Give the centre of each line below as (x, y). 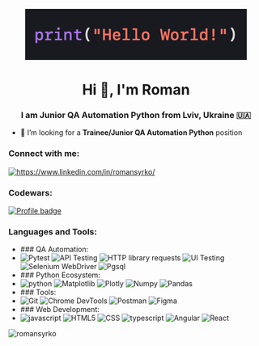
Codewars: (30, 193)
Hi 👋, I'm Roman (136, 90)
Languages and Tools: (53, 231)
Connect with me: (44, 154)
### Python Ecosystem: (60, 275)
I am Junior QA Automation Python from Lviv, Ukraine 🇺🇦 (136, 116)
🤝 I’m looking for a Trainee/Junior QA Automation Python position (131, 133)
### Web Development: (59, 310)
